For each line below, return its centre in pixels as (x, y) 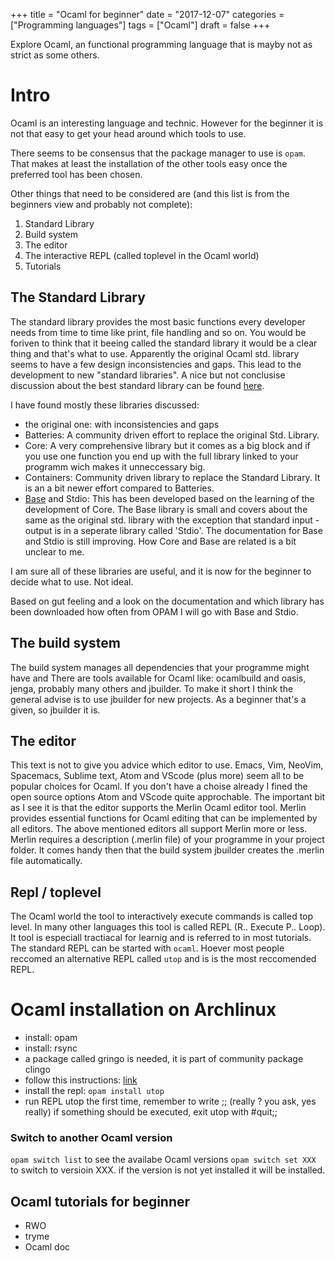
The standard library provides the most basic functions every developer (158, 321)
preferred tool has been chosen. (76, 174)
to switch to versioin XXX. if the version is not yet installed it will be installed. (168, 1170)
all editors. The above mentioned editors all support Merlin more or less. (159, 829)
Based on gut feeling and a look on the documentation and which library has (167, 601)
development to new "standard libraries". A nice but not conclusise (148, 375)
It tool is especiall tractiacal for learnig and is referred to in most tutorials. (161, 938)
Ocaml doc (47, 1247)
